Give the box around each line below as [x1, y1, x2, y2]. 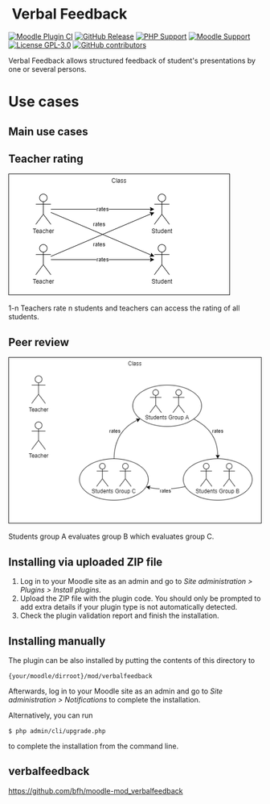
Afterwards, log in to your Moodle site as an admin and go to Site [8, 686, 223, 696]
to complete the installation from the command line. [8, 741, 179, 751]
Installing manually [8, 634, 106, 648]
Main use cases [8, 124, 88, 138]
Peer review [8, 335, 70, 349]
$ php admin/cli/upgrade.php [8, 727, 106, 735]
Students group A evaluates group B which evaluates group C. [8, 531, 215, 541]
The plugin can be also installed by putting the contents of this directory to [8, 655, 256, 665]
